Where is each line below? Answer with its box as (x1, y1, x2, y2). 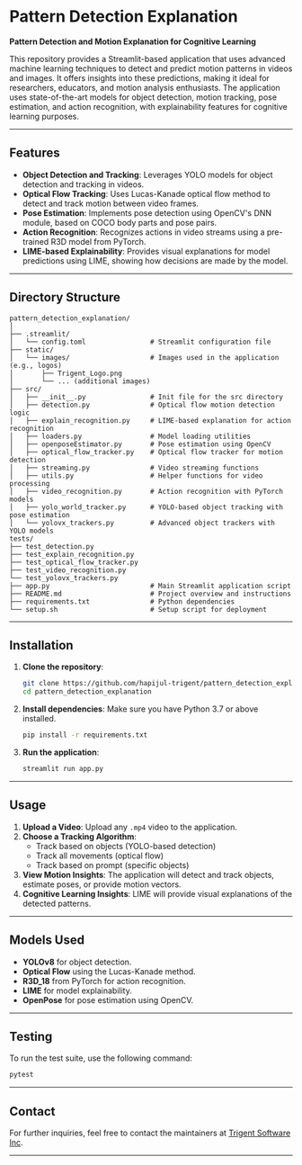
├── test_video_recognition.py (9, 565, 127, 575)
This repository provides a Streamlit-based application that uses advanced (9, 53, 286, 64)
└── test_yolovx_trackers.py (9, 573, 119, 582)
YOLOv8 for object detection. (22, 956, 132, 967)
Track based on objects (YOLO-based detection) (35, 840, 217, 851)
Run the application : (22, 747, 100, 757)
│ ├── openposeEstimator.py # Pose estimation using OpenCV (9, 439, 271, 449)
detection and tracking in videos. (22, 178, 145, 190)
